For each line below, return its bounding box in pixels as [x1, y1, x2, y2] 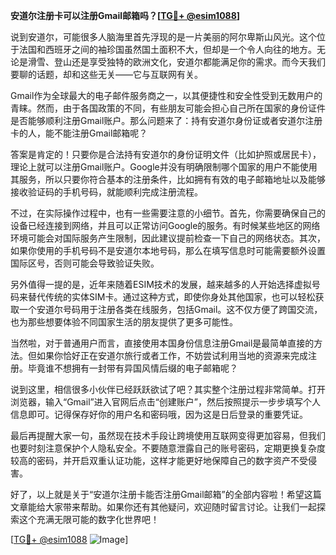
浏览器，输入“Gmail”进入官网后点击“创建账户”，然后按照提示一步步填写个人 [10, 396, 322, 408]
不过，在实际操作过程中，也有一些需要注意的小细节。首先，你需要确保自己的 [10, 207, 326, 219]
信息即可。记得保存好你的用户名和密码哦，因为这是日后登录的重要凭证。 [10, 409, 308, 420]
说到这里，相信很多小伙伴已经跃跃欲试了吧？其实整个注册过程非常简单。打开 [10, 384, 326, 395]
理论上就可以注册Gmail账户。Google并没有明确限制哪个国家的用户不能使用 [10, 161, 318, 173]
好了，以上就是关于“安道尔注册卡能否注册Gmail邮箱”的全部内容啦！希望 [10, 489, 305, 500]
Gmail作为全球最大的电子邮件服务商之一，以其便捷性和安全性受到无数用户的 [10, 90, 323, 101]
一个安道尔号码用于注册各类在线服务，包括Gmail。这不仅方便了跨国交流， [18, 304, 323, 315]
